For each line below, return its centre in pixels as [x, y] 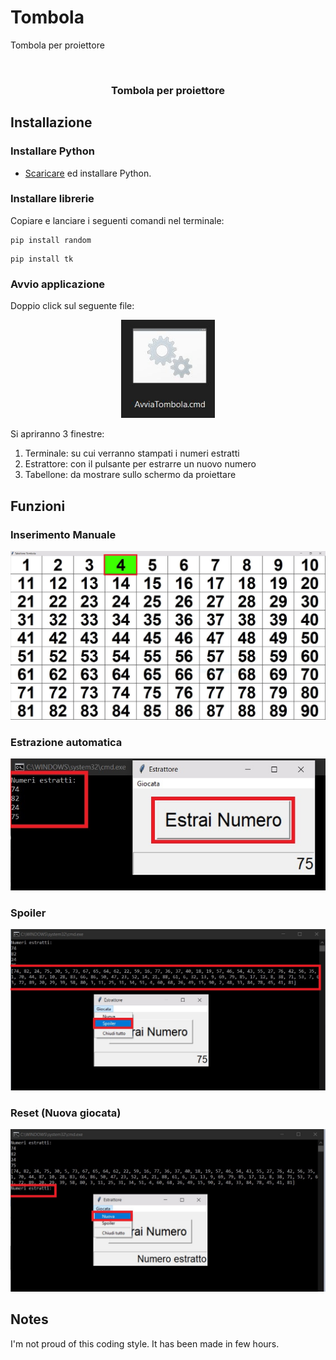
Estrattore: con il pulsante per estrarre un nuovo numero [140, 464]
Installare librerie [52, 199]
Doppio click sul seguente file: [72, 306]
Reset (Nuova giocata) [66, 1113]
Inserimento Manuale [63, 534]
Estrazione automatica [66, 743]
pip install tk [42, 259]
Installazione [51, 122]
